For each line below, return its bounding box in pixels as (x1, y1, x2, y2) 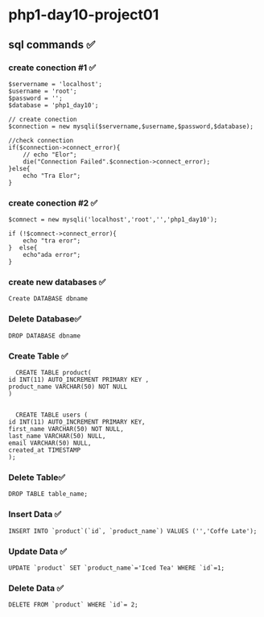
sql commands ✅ (8, 38, 96, 52)
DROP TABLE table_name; (8, 490, 89, 499)
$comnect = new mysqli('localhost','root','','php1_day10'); (8, 216, 218, 224)
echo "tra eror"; (23, 237, 81, 245)
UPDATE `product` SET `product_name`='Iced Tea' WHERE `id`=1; (8, 564, 225, 572)
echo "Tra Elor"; (23, 172, 81, 180)
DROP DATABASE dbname (8, 332, 81, 340)
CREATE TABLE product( (15, 369, 92, 377)
